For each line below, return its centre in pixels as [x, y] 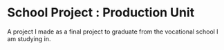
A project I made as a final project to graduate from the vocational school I [113, 32]
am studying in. [29, 38]
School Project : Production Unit [101, 13]
